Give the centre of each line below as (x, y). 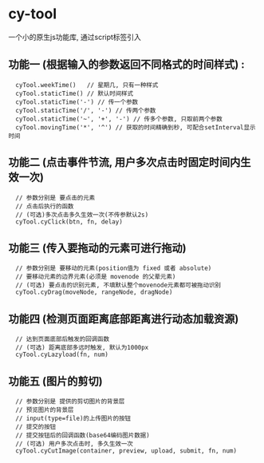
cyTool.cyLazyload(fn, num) (62, 355)
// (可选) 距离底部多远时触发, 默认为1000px (82, 348)
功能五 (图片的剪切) (55, 381)
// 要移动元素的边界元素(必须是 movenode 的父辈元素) (96, 277)
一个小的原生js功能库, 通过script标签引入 (75, 37)
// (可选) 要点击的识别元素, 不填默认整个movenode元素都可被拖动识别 (118, 285)
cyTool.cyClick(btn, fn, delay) (69, 222)
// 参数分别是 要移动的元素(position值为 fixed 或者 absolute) (114, 268)
